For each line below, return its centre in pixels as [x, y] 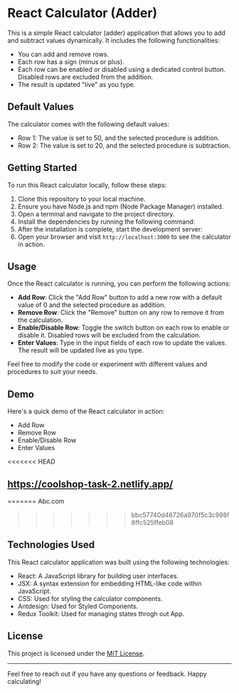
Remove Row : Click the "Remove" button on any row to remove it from [121, 313]
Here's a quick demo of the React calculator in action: [86, 412]
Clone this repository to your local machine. [81, 199]
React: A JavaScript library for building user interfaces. [98, 575]
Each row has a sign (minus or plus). [71, 61]
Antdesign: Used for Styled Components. [78, 606]
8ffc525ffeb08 [153, 522]
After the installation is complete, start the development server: [110, 229]
